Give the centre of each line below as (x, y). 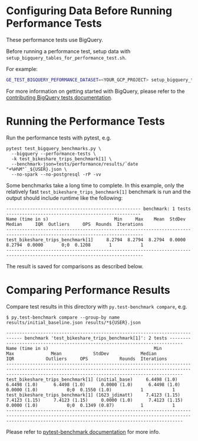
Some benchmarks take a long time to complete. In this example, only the (95, 185)
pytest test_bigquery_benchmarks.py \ (54, 148)
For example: (22, 69)
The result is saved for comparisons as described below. (75, 266)
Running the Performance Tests (85, 121)
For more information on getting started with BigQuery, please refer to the (95, 91)
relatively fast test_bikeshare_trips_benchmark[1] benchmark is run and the (99, 192)
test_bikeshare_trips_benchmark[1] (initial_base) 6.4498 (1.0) (92, 380)
